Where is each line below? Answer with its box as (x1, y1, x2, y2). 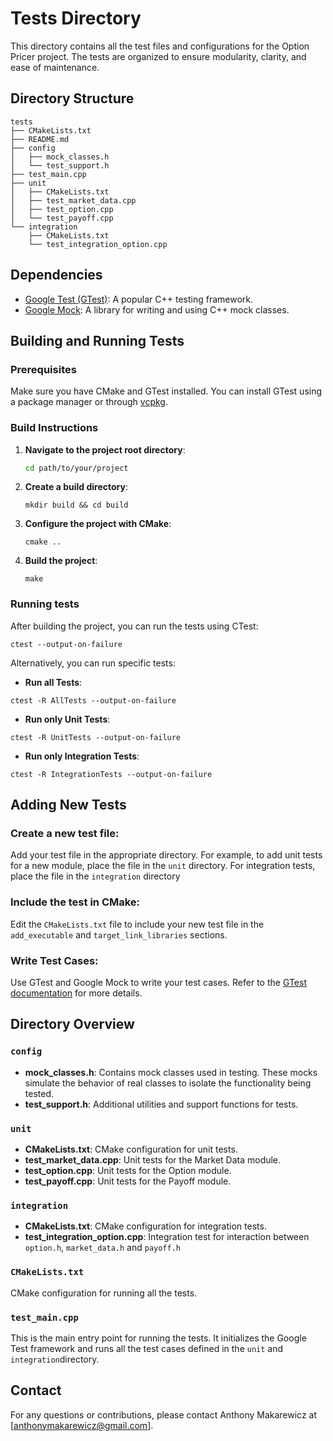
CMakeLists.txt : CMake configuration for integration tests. (24, 1220, 267, 1232)
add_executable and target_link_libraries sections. (10, 928, 228, 941)
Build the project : (24, 555, 98, 567)
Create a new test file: (10, 827, 120, 841)
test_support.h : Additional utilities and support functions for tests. (24, 1098, 299, 1110)
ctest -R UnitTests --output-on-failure (10, 732, 182, 742)
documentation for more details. (10, 987, 143, 999)
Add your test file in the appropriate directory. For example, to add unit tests (10, 849, 323, 861)
